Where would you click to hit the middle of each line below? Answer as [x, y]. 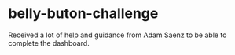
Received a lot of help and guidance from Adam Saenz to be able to [117, 35]
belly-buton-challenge [83, 14]
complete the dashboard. [49, 43]
